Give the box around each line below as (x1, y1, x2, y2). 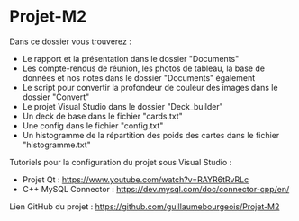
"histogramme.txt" (22, 139, 92, 150)
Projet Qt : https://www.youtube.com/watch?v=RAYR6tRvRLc (22, 173, 249, 185)
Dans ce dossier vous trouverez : (9, 36, 132, 47)
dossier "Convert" (22, 92, 90, 102)
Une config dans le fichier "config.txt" (22, 119, 164, 131)
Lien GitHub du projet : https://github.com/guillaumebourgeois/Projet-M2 (9, 200, 280, 212)
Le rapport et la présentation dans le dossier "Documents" (22, 53, 240, 64)
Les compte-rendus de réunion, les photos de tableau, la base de (22, 63, 266, 74)
